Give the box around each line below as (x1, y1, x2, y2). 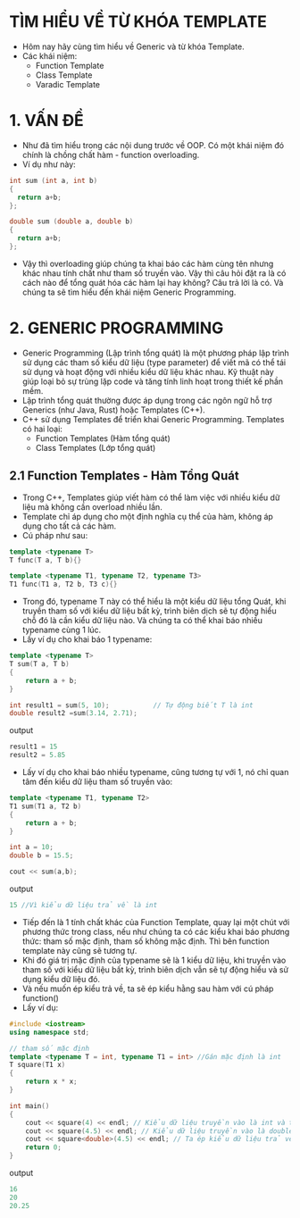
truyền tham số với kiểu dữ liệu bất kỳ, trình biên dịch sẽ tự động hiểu (21, 605, 277, 616)
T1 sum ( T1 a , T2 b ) (9, 802, 82, 811)
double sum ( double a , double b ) (9, 217, 134, 226)
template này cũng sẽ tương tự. (21, 945, 137, 955)
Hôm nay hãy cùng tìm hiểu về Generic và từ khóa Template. (21, 41, 245, 52)
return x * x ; (25, 1077, 78, 1087)
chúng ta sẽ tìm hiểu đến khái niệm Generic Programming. (21, 287, 237, 297)
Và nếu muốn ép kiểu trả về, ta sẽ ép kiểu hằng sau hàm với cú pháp (21, 983, 274, 994)
